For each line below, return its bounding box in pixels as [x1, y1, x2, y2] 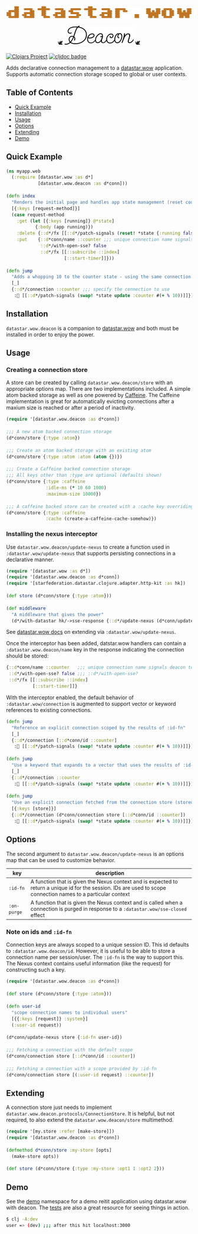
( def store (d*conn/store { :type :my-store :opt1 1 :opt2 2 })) [6, 1166, 165, 1172]
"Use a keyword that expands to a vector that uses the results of [11, 762, 181, 768]
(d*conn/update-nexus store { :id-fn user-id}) [6, 1035, 123, 1040]
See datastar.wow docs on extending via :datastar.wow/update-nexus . [6, 629, 176, 636]
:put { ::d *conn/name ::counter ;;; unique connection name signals [16, 237, 194, 243]
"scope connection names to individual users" [11, 1009, 128, 1016]
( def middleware [6, 605, 46, 611]
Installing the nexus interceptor [6, 530, 98, 538]
